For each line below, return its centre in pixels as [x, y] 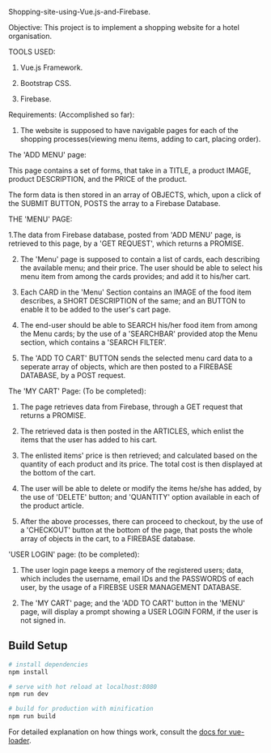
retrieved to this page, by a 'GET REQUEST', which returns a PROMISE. [126, 243]
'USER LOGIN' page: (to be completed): [74, 554]
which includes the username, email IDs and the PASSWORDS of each [137, 579]
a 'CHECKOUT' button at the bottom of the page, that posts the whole [136, 530]
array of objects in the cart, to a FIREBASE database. [108, 538]
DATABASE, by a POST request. [73, 375]
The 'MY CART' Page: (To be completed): [78, 391]
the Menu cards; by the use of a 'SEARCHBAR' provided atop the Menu [138, 333]
